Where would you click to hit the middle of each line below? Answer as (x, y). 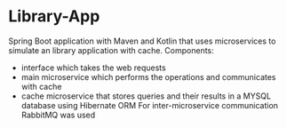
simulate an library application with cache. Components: (111, 50)
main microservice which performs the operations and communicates (148, 76)
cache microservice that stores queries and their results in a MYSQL (146, 96)
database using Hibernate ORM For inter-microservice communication (150, 105)
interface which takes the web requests (93, 68)
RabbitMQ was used (58, 115)
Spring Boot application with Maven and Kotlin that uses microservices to (142, 41)
